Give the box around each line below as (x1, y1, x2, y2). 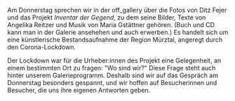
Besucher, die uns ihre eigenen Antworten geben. (7, 86, 151, 94)
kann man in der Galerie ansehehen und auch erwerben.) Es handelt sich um (7, 28, 229, 36)
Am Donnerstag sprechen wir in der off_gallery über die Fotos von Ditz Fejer (7, 6, 227, 14)
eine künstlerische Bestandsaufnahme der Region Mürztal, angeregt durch (7, 36, 223, 44)
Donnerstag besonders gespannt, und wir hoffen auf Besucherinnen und (7, 79, 217, 86)
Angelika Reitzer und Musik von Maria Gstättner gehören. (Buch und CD (7, 21, 215, 29)
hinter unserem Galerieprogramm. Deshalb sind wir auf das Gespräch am (7, 71, 219, 79)
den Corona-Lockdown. (7, 43, 76, 51)
